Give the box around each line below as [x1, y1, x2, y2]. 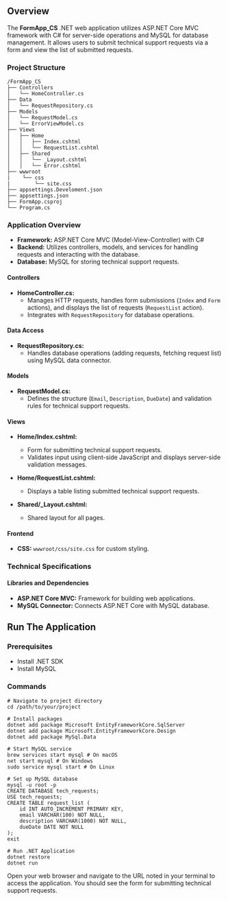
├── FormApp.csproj [7, 198, 63, 205]
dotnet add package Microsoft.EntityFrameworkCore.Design [7, 727, 176, 734]
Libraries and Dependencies [7, 578, 89, 587]
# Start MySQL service [7, 745, 72, 752]
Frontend [7, 529, 34, 537]
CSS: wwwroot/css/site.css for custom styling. [16, 545, 149, 553]
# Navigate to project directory [7, 697, 103, 704]
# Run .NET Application [7, 847, 75, 854]
